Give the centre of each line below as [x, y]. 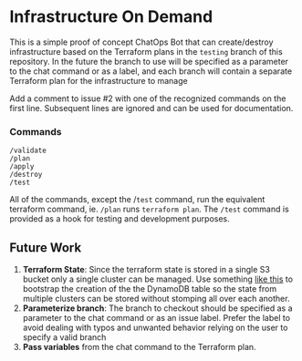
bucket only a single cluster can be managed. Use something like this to [158, 279]
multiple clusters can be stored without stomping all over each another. [156, 299]
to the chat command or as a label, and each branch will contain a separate [151, 71]
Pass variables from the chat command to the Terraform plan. [140, 347]
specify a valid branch [64, 337]
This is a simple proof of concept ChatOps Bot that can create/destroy [141, 42]
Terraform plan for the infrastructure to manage [99, 80]
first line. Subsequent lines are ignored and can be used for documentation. [151, 108]
